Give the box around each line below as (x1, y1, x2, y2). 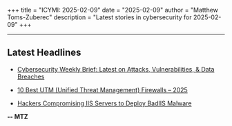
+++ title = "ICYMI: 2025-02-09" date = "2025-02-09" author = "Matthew (7, 6, 219, 14)
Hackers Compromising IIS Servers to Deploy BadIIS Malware (17, 99, 192, 107)
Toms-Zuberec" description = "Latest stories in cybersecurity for (7, 13, 192, 21)
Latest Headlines (7, 47, 81, 59)
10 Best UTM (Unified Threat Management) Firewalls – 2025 (17, 85, 188, 94)
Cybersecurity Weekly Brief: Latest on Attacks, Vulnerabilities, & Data (17, 65, 215, 73)
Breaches (17, 72, 45, 81)
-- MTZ (7, 112, 29, 120)
